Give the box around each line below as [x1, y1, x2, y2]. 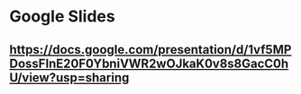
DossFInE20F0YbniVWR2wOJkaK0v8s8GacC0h [9, 56, 289, 71]
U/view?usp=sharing [9, 70, 130, 85]
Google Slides [9, 6, 115, 27]
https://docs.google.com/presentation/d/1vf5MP [9, 42, 292, 57]
